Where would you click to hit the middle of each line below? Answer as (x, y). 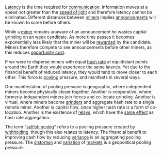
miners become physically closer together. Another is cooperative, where (78, 92)
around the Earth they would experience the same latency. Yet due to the (78, 67)
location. (14, 112)
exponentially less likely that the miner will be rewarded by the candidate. (78, 42)
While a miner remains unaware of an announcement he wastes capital (76, 32)
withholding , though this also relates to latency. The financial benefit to (76, 132)
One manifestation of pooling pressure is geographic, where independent (78, 86)
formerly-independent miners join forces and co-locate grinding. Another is (81, 97)
